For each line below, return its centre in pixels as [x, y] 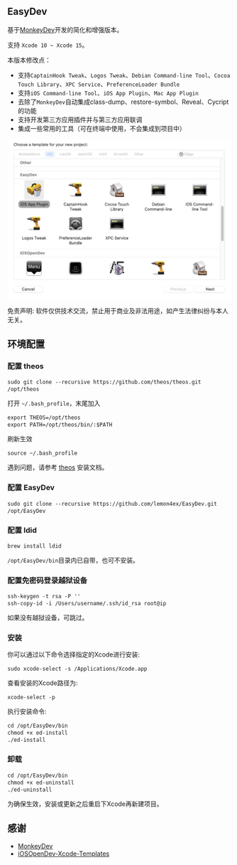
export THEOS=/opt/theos [44, 418]
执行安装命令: [27, 711]
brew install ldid [34, 546]
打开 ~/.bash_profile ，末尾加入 [54, 403]
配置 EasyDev [31, 488]
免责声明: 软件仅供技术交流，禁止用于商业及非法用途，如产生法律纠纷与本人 [118, 311]
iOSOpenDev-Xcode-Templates [64, 854]
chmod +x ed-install [38, 733]
